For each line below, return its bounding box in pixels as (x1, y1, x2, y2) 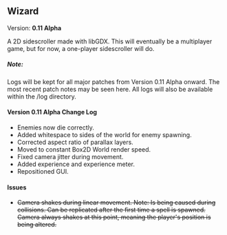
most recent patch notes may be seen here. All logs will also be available (7, 85, 213, 93)
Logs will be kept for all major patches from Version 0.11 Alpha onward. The (7, 77, 220, 85)
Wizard (7, 6, 39, 17)
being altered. (17, 221, 57, 229)
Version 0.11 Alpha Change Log (7, 108, 98, 116)
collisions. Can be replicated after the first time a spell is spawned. (17, 206, 206, 214)
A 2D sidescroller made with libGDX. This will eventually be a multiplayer (7, 37, 213, 45)
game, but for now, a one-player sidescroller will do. (7, 44, 155, 52)
